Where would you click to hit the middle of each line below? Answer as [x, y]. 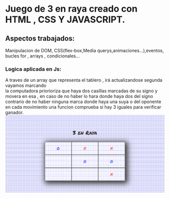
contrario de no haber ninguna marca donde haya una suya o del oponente [83, 102]
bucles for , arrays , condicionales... [42, 56]
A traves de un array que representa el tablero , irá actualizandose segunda [84, 80]
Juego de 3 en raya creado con [71, 9]
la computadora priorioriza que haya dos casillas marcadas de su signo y [81, 91]
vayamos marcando [26, 86]
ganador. [14, 113]
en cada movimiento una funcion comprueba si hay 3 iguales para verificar [83, 107]
